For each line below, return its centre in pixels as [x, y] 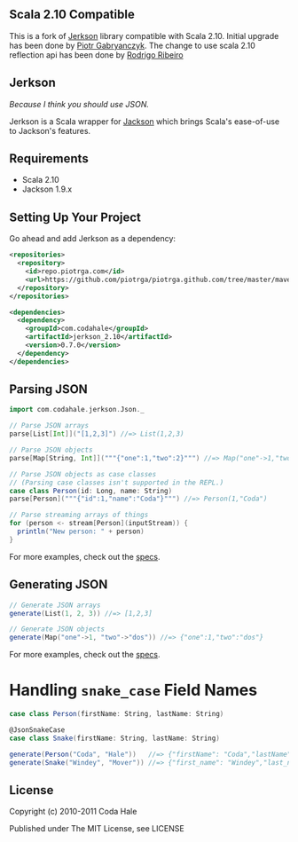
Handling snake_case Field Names [133, 690]
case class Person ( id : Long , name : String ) [91, 491]
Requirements [49, 159]
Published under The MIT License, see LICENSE [97, 829]
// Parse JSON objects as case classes [83, 474]
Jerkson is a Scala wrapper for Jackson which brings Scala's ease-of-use [145, 121]
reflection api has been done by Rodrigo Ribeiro [96, 55]
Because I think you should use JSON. [79, 104]
